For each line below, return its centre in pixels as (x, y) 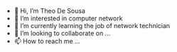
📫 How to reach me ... (47, 41)
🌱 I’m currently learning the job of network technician (92, 26)
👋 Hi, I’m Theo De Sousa (49, 11)
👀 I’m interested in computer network (68, 18)
